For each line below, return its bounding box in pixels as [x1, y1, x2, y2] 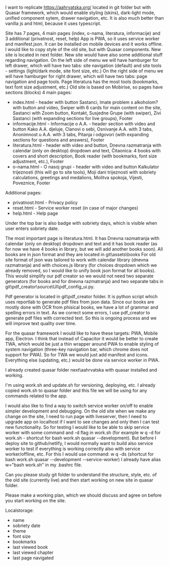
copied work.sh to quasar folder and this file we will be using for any [5, 387, 147, 393]
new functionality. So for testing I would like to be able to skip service [5, 424, 150, 430]
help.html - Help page [12, 210, 58, 216]
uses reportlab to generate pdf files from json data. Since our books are [5, 299, 154, 305]
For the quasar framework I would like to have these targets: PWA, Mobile [5, 330, 158, 336]
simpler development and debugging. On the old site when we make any [5, 408, 156, 414]
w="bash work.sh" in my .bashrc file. [5, 462, 82, 468]
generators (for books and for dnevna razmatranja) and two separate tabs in [5, 278, 164, 284]
